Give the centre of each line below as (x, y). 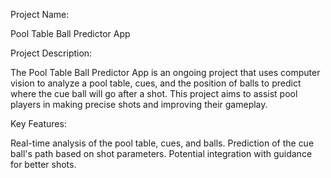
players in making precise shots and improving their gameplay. (139, 104)
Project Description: (51, 53)
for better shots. (43, 164)
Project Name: (40, 14)
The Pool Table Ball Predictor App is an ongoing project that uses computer (165, 72)
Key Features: (38, 123)
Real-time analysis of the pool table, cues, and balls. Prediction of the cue (162, 143)
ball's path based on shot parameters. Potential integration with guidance (161, 153)
